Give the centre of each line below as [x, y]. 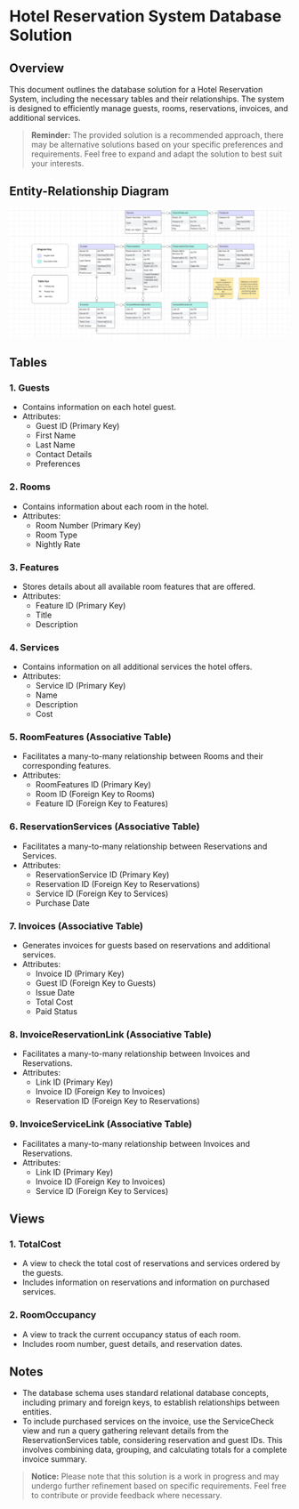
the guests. [43, 1273]
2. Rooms [30, 487]
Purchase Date [63, 903]
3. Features [34, 567]
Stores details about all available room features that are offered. [139, 586]
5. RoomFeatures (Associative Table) [90, 738]
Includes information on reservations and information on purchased [145, 1282]
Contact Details [64, 455]
